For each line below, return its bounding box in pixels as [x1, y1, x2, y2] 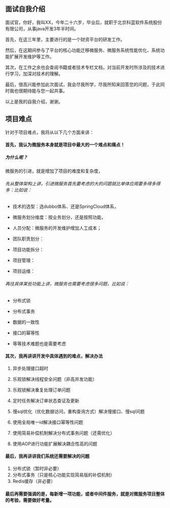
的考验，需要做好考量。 [5, 497, 54, 503]
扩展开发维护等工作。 [9, 53, 54, 59]
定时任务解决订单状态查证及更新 [12, 397, 79, 404]
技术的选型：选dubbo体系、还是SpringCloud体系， [12, 203, 119, 209]
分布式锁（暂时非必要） [12, 465, 62, 471]
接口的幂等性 [12, 330, 39, 336]
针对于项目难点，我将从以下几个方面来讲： [5, 129, 94, 135]
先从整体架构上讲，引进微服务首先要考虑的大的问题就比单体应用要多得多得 [5, 180, 160, 187]
